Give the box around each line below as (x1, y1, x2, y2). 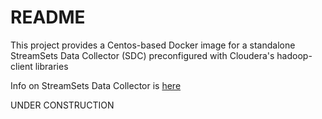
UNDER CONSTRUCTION (10, 99, 115, 111)
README (10, 6, 86, 29)
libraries (34, 60, 69, 72)
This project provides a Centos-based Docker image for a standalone (10, 39, 296, 51)
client (10, 60, 33, 72)
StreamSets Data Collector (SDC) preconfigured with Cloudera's (10, 49, 275, 61)
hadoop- (276, 49, 313, 61)
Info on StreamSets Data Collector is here (10, 79, 182, 91)
